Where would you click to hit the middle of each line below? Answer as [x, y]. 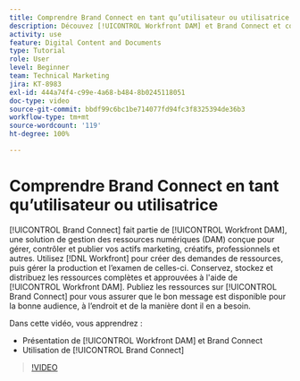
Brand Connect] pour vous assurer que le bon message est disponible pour [148, 296]
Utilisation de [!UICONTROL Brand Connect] [103, 350]
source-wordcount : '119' [55, 126]
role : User [29, 59]
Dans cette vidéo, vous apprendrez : [76, 323]
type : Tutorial [37, 51]
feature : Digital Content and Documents [86, 42]
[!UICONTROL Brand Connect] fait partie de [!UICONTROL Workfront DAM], [148, 230]
